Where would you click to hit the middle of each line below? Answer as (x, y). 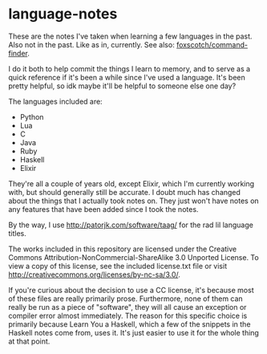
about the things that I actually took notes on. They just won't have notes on (133, 201)
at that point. (29, 341)
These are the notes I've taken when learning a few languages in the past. (130, 36)
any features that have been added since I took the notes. (103, 209)
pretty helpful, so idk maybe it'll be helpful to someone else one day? (122, 86)
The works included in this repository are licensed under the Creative (123, 249)
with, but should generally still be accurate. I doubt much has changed (124, 192)
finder (18, 53)
